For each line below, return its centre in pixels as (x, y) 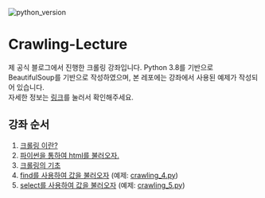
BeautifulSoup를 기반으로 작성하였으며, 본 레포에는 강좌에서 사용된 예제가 (123, 77)
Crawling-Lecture (68, 45)
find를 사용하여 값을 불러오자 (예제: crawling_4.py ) (99, 175)
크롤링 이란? (39, 145)
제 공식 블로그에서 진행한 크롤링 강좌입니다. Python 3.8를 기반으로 (111, 67)
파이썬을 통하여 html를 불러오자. (69, 155)
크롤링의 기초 (40, 165)
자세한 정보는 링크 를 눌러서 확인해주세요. (71, 97)
